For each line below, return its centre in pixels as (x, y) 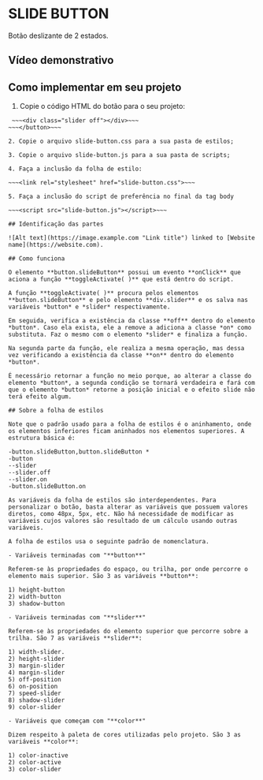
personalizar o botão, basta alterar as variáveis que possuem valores (128, 507)
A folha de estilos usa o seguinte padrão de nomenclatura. (109, 542)
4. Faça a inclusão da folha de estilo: (76, 169)
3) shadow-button (37, 604)
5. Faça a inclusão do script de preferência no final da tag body (121, 197)
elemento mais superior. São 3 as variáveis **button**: (104, 577)
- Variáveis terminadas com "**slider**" (77, 618)
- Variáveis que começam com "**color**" (77, 721)
